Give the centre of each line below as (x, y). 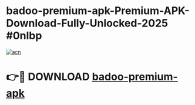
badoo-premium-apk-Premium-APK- (98, 11)
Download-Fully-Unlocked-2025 (87, 23)
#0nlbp (24, 36)
